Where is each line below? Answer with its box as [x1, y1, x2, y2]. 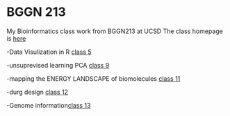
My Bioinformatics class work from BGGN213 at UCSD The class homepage [6, 27, 223, 35]
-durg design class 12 [6, 88, 69, 96]
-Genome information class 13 [6, 101, 91, 109]
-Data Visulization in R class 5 [6, 48, 92, 56]
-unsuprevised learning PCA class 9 [6, 61, 110, 69]
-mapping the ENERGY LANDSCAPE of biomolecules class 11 [6, 74, 181, 83]
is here [6, 34, 26, 42]
